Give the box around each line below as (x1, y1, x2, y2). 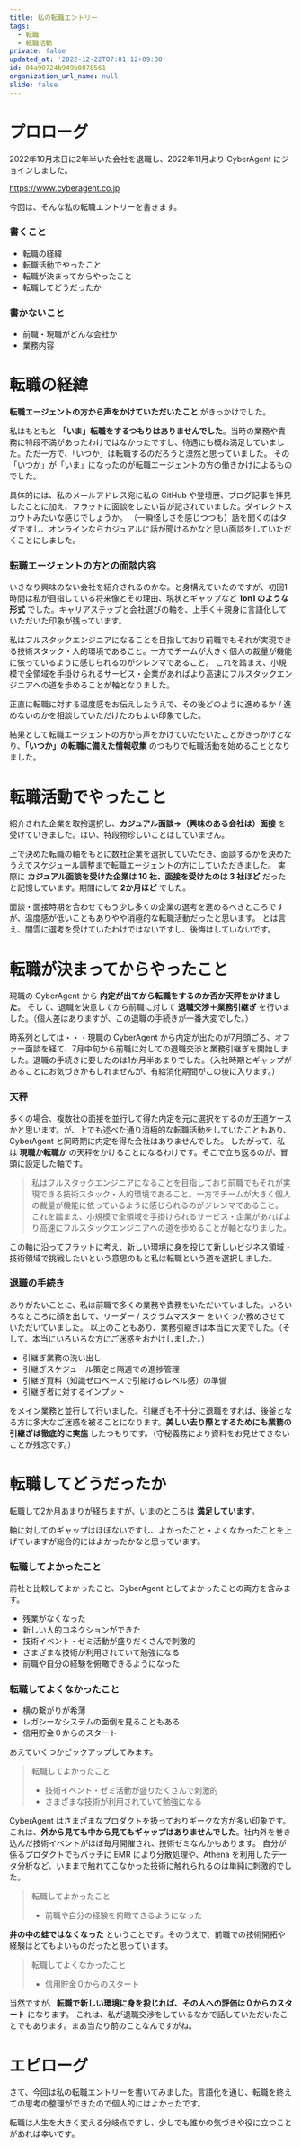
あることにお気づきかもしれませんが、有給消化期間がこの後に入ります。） (9, 1066, 280, 1077)
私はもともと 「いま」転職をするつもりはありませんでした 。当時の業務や (9, 425, 279, 437)
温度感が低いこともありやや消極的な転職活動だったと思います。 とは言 (24, 913, 287, 923)
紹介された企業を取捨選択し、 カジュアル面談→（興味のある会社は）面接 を (9, 818, 286, 829)
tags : (9, 22, 30, 31)
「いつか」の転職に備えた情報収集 (24, 741, 147, 751)
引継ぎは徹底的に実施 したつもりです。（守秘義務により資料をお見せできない (9, 1427, 290, 1438)
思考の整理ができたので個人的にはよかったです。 (24, 2098, 206, 2109)
